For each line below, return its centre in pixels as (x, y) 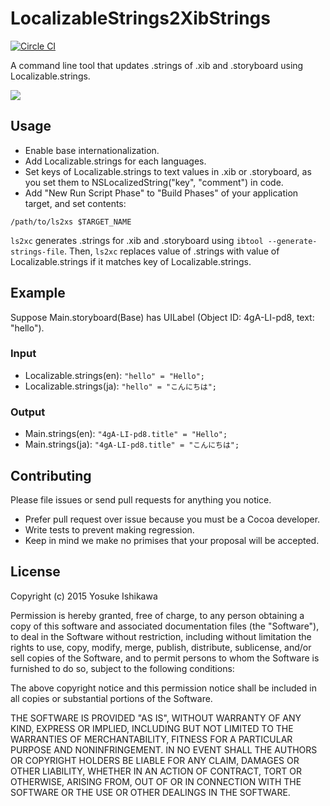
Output (28, 412)
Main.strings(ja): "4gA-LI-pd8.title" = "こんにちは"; (132, 444)
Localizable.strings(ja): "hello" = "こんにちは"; (121, 386)
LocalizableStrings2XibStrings (140, 18)
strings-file (37, 252)
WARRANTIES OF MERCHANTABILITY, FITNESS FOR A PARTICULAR (151, 739)
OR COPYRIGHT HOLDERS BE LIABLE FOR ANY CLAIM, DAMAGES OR (155, 760)
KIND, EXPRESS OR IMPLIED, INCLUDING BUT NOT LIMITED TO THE (152, 728)
